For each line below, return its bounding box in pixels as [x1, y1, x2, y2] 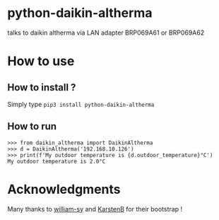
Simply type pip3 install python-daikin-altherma [7, 100, 155, 108]
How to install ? [7, 81, 76, 93]
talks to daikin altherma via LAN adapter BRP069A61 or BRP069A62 [7, 28, 205, 37]
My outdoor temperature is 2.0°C [7, 158, 106, 165]
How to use [7, 53, 75, 69]
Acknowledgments [7, 181, 122, 197]
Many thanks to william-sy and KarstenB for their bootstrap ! [7, 204, 182, 213]
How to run [7, 120, 57, 132]
